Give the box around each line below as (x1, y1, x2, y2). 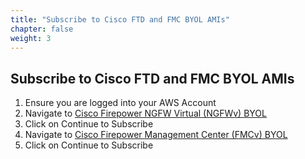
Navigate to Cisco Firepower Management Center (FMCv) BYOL (24, 129, 288, 141)
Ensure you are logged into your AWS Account (24, 97, 217, 109)
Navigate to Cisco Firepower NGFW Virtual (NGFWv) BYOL (24, 107, 267, 120)
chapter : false (10, 24, 74, 34)
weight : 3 (10, 33, 52, 43)
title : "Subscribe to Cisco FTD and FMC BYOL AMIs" (10, 14, 230, 25)
